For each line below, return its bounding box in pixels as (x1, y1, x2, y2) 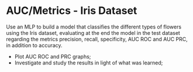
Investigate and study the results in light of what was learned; (14, 59, 163, 66)
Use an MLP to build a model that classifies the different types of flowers (6, 23, 182, 30)
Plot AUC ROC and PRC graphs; (14, 53, 91, 60)
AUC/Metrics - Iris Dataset (6, 4, 137, 17)
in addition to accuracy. (6, 42, 63, 49)
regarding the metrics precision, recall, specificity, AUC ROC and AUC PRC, (6, 35, 188, 42)
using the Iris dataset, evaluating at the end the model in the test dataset (6, 29, 180, 36)
